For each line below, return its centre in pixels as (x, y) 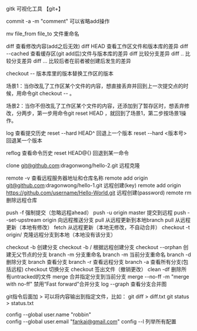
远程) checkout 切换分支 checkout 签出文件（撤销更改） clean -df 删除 (96, 269)
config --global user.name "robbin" (49, 315)
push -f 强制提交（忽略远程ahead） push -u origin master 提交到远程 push (96, 213)
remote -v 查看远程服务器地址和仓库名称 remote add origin (77, 178)
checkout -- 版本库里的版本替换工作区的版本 (60, 73)
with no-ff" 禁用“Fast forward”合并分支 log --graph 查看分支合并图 (86, 284)
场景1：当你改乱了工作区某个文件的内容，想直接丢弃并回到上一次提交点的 (95, 86)
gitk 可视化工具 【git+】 (35, 9)
